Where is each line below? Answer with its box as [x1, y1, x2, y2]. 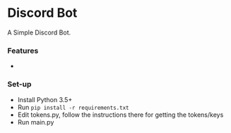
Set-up [7, 80, 32, 89]
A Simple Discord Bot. [7, 28, 71, 37]
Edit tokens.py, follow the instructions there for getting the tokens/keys [17, 110, 224, 119]
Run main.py [17, 118, 54, 126]
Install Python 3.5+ [17, 95, 73, 103]
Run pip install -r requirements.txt [17, 103, 129, 111]
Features [7, 46, 39, 56]
